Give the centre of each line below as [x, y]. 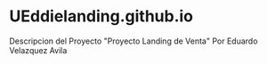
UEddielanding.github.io [101, 16]
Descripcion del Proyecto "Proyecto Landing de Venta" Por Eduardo [133, 41]
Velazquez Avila [38, 50]
